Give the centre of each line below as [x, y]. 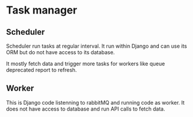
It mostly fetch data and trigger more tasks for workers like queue [86, 63]
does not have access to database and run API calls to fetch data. [86, 109]
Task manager [42, 10]
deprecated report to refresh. [41, 70]
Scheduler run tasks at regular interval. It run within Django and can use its [96, 46]
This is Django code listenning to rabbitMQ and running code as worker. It [95, 102]
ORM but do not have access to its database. [61, 52]
